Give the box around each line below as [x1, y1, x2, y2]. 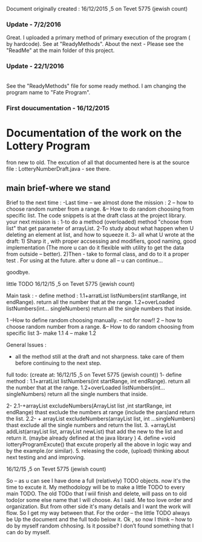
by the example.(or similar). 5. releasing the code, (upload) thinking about [6, 448, 189, 455]
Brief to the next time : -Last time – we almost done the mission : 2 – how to [6, 199, 194, 207]
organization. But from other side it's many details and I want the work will [6, 503, 191, 511]
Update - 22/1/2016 [6, 62, 65, 70]
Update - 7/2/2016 [6, 20, 62, 28]
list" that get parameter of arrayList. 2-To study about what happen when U [6, 225, 194, 232]
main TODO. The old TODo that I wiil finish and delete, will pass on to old [6, 490, 187, 497]
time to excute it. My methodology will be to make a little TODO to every [6, 484, 186, 491]
